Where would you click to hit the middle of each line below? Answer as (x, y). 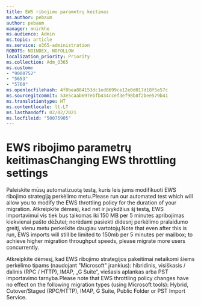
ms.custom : (20, 68)
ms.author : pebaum (29, 17)
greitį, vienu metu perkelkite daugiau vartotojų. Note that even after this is (97, 228)
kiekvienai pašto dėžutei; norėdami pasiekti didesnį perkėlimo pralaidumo (97, 222)
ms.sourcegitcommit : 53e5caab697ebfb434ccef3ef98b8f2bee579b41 (87, 96)
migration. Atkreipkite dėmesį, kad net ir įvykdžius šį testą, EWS (85, 209)
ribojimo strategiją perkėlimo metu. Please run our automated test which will (100, 197)
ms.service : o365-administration (48, 46)
